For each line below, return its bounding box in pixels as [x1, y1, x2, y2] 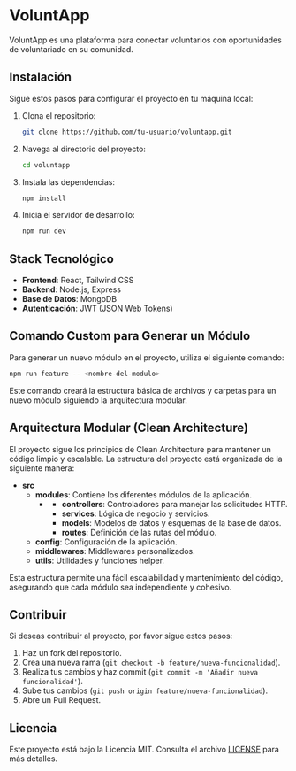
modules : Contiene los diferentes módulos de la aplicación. [34, 489, 253, 500]
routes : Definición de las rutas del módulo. [61, 527, 217, 537]
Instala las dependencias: [21, 176, 115, 187]
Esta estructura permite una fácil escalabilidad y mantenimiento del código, [9, 572, 284, 582]
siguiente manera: [9, 462, 75, 474]
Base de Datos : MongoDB [21, 294, 118, 305]
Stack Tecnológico [9, 251, 115, 266]
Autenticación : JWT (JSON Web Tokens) [21, 303, 174, 314]
